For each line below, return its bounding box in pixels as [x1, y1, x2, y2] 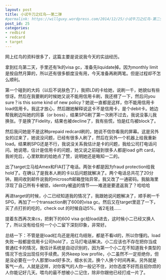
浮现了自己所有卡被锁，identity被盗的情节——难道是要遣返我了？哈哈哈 [5, 182, 151, 188]
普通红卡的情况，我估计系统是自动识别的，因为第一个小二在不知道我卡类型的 [5, 244, 161, 250]
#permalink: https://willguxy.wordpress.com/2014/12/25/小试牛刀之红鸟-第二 [5, 16, 160, 21]
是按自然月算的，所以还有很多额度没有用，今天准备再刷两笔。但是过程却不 [5, 70, 157, 76]
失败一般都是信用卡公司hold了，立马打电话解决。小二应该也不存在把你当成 [5, 238, 157, 244]
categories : [5, 26, 30, 31]
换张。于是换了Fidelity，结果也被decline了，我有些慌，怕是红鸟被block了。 [5, 118, 159, 124]
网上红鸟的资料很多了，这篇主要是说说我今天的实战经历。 [5, 53, 122, 59]
